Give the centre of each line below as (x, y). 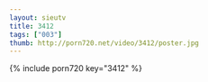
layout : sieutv (38, 18)
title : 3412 (32, 26)
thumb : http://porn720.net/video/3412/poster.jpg (104, 43)
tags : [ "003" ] (36, 34)
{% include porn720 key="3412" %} (76, 68)
